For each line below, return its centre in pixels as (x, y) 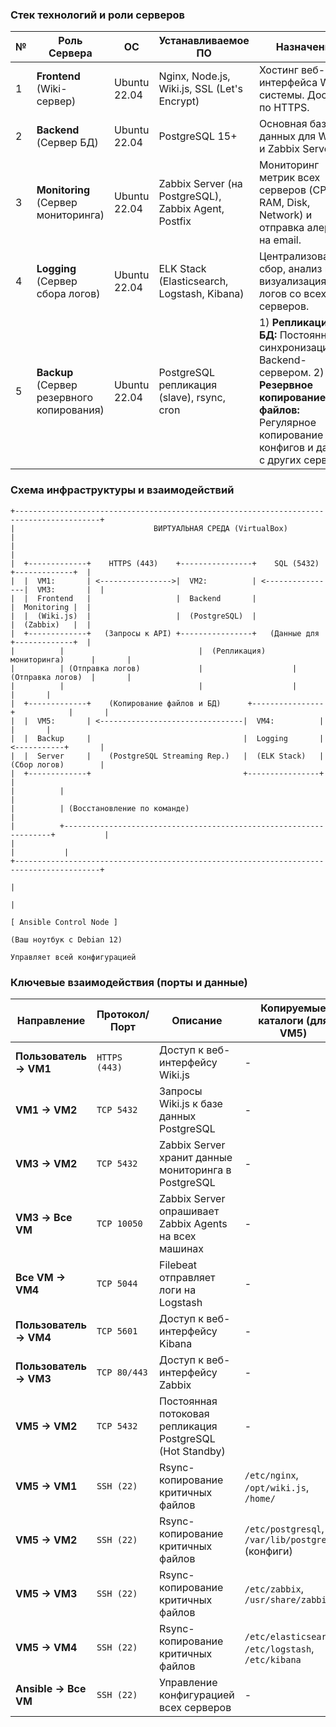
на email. (280, 240)
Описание (197, 1020)
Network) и (285, 215)
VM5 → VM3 (46, 1593)
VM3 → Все (44, 1217)
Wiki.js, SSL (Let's (200, 89)
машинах (182, 1248)
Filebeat (178, 1265)
